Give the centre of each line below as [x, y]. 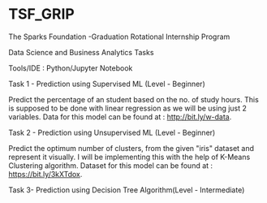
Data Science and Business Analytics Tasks [81, 52]
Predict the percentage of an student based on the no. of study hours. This [134, 99]
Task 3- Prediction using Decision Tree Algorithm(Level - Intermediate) [127, 190]
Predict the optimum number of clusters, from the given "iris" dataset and [131, 148]
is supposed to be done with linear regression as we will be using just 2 [128, 108]
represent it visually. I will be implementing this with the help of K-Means [129, 157]
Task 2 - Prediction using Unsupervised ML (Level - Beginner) [112, 132]
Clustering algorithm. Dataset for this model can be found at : [111, 165]
